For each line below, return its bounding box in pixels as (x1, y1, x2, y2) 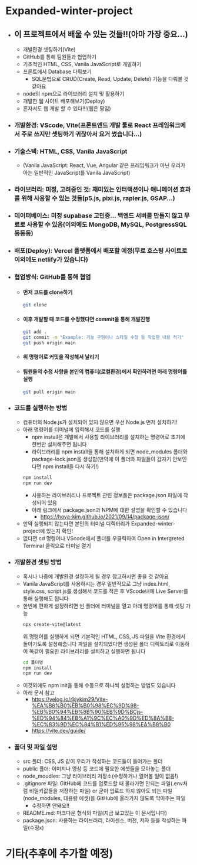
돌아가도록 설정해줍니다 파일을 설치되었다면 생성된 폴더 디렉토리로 (22, 640, 174, 647)
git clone (22, 302, 48, 308)
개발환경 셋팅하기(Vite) (22, 46, 76, 53)
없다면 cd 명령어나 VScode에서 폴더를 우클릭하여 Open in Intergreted (22, 534, 185, 541)
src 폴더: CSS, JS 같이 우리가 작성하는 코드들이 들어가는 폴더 (22, 758, 163, 765)
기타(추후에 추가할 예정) (5, 847, 113, 860)
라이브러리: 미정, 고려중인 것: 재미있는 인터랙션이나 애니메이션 (14, 185, 179, 194)
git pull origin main (22, 389, 76, 395)
